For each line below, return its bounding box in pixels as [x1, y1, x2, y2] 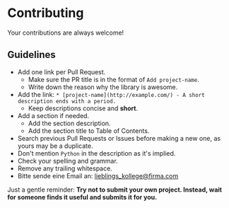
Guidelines [7, 49, 56, 61]
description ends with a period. [17, 98, 117, 105]
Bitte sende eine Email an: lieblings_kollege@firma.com [17, 171, 179, 180]
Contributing [7, 5, 84, 21]
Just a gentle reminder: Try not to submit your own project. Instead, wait [7, 185, 223, 194]
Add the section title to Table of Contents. [28, 126, 150, 135]
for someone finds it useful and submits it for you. [7, 192, 158, 201]
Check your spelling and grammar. [17, 156, 118, 165]
